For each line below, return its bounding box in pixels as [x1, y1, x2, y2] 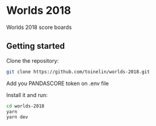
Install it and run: [6, 91, 48, 98]
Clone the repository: [6, 57, 59, 64]
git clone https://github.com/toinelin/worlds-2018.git [6, 69, 150, 75]
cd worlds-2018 [6, 103, 45, 109]
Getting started [6, 41, 65, 51]
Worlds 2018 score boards [6, 24, 72, 31]
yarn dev [6, 114, 28, 121]
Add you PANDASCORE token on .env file [6, 80, 109, 87]
